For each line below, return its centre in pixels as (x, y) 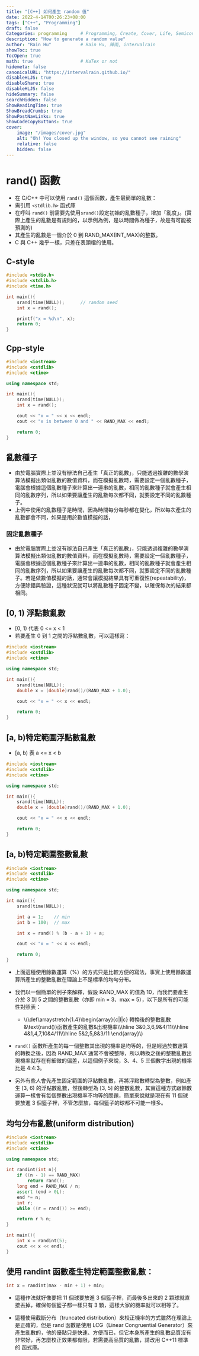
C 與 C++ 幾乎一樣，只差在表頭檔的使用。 (66, 242)
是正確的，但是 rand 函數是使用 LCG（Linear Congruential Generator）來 (104, 1325)
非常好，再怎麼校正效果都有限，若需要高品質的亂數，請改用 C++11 (95, 1340)
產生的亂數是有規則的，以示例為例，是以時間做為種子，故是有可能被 (108, 220)
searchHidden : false (32, 100)
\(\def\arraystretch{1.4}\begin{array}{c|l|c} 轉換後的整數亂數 (97, 1019)
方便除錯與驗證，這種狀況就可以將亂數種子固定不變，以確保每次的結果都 (103, 585)
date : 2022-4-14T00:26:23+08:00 (46, 17)
